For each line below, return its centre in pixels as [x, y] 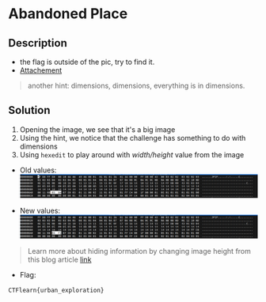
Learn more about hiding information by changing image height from [139, 251]
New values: [40, 211]
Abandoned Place [68, 14]
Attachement [40, 70]
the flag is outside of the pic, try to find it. [87, 62]
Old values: [38, 170]
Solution [29, 110]
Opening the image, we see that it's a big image [97, 129]
